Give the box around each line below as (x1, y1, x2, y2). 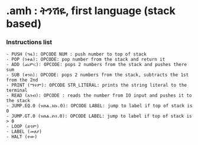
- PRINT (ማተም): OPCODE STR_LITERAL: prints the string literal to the (6, 83, 187, 88)
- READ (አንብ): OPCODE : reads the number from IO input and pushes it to (6, 93, 192, 98)
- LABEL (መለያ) (6, 128, 43, 135)
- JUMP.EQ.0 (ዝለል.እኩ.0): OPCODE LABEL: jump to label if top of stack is (6, 103, 193, 109)
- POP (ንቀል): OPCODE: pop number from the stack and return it (6, 57, 165, 62)
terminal (6, 87, 28, 94)
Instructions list (6, 38, 53, 47)
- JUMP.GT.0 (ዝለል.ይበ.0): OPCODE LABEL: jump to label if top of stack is (6, 113, 192, 119)
